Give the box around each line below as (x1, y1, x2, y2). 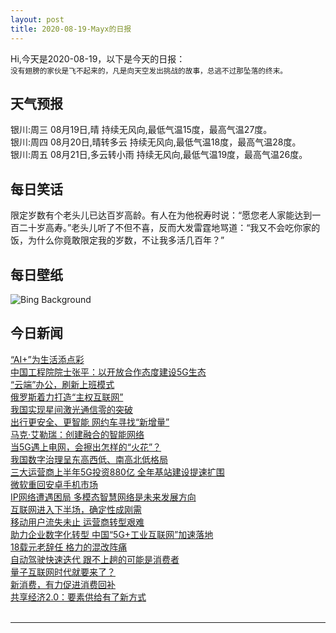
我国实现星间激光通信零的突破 (10, 403, 133, 415)
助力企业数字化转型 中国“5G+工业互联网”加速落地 (10, 528, 214, 540)
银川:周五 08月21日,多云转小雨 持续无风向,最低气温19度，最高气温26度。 (10, 149, 308, 161)
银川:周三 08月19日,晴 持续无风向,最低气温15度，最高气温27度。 (10, 124, 273, 136)
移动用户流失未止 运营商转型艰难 (10, 516, 145, 528)
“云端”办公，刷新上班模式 (10, 378, 115, 390)
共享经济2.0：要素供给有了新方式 (10, 591, 147, 603)
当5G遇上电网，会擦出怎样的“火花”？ (10, 441, 162, 453)
